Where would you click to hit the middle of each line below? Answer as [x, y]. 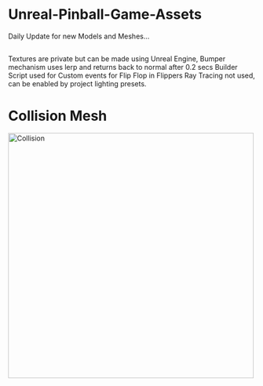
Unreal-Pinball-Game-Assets [105, 15]
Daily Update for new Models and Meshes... [79, 36]
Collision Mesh [58, 116]
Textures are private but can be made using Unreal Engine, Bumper [117, 59]
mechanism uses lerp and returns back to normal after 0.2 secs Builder [123, 67]
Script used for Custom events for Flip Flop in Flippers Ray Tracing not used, [131, 75]
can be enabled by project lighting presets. [77, 84]
